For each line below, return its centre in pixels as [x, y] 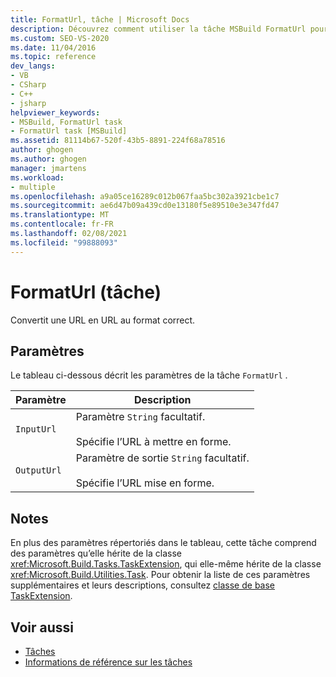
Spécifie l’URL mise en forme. [145, 483]
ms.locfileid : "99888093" [64, 242]
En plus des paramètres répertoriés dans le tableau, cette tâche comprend [163, 543]
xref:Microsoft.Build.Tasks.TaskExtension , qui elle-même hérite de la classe [166, 564]
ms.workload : [37, 177]
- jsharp [28, 103]
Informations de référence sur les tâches [108, 662]
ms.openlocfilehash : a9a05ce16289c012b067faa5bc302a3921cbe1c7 [145, 196]
